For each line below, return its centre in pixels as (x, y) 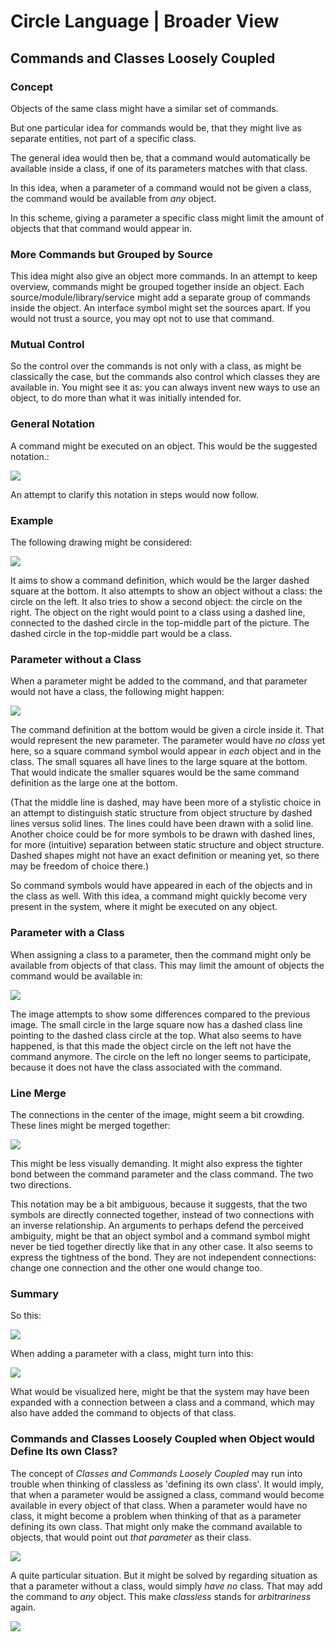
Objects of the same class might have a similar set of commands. (144, 108)
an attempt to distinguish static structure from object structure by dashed (161, 813)
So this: (26, 1316)
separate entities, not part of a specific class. (103, 138)
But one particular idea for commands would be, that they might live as (156, 127)
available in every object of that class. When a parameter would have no (159, 1505)
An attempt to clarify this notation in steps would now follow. (135, 494)
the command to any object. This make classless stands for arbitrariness (161, 1596)
